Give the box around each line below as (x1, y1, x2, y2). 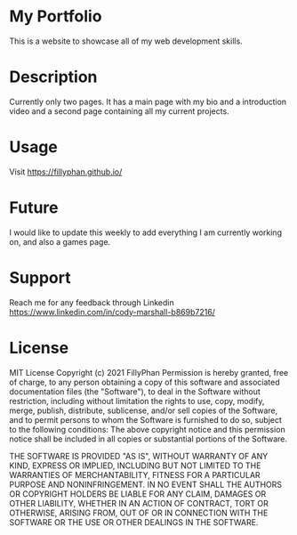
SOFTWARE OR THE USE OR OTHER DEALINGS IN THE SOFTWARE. (9, 516, 259, 527)
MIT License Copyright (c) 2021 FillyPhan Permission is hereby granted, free (9, 367, 289, 377)
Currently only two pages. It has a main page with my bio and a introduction (9, 96, 287, 107)
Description (9, 67, 98, 87)
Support (9, 267, 71, 288)
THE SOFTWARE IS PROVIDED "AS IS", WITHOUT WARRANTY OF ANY (9, 450, 269, 461)
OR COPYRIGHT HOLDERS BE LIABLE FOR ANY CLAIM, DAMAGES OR (9, 488, 267, 499)
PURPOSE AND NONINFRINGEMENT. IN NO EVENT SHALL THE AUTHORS (9, 479, 283, 490)
